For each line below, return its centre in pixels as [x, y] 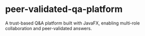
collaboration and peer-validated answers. [49, 28]
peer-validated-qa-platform [64, 9]
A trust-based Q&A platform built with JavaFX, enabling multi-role [72, 23]
